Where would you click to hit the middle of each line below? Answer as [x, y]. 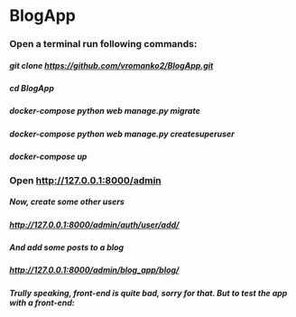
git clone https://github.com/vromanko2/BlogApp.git [111, 65]
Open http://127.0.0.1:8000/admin [86, 180]
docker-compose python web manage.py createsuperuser [122, 134]
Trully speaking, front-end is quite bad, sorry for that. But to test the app [148, 293]
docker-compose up [48, 157]
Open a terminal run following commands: [103, 44]
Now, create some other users [67, 202]
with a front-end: [42, 303]
